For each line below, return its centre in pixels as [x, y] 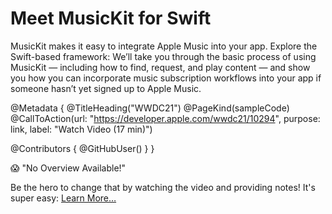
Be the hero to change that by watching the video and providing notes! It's [163, 187]
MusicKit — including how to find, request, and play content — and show [160, 67]
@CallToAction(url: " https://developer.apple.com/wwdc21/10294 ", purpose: [165, 118]
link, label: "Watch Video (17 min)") [81, 129]
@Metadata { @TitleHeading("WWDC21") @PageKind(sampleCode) [150, 108]
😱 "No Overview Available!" [68, 168]
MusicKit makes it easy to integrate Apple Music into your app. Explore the [164, 46]
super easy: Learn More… [63, 198]
